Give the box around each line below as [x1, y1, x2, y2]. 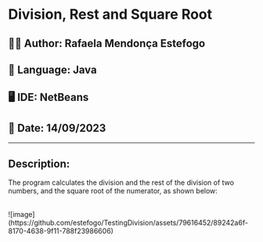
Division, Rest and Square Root [8, 5, 213, 23]
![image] [8, 209, 35, 219]
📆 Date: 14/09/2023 [8, 121, 106, 135]
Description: [8, 157, 70, 170]
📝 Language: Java [8, 63, 97, 76]
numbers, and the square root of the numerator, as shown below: [8, 186, 218, 195]
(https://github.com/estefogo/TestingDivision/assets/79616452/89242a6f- [8, 218, 249, 227]
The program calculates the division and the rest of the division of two [8, 178, 235, 187]
